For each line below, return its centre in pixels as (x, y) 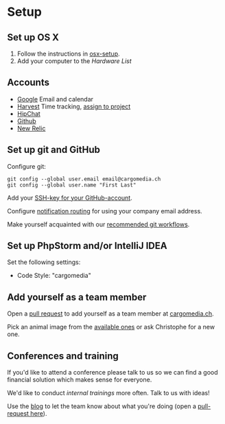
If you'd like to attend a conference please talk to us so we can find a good (113, 373)
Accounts (28, 83)
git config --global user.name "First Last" (72, 185)
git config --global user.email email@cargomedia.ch (84, 179)
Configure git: (27, 166)
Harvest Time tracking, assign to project (74, 106)
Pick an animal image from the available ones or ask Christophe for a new (111, 327)
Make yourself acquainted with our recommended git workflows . (98, 224)
